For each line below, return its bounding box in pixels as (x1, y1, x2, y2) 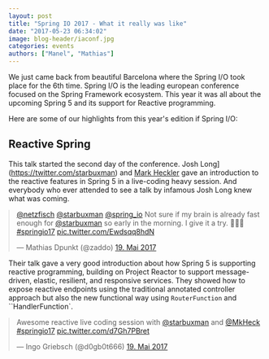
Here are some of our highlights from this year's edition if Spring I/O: (8, 114, 238, 123)
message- (215, 266, 250, 277)
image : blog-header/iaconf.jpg (8, 34, 115, 43)
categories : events (8, 42, 75, 50)
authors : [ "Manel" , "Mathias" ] (8, 50, 115, 58)
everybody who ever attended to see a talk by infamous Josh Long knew (8, 185, 252, 195)
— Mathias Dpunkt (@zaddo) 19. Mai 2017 (16, 242, 157, 252)
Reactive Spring (8, 138, 91, 151)
